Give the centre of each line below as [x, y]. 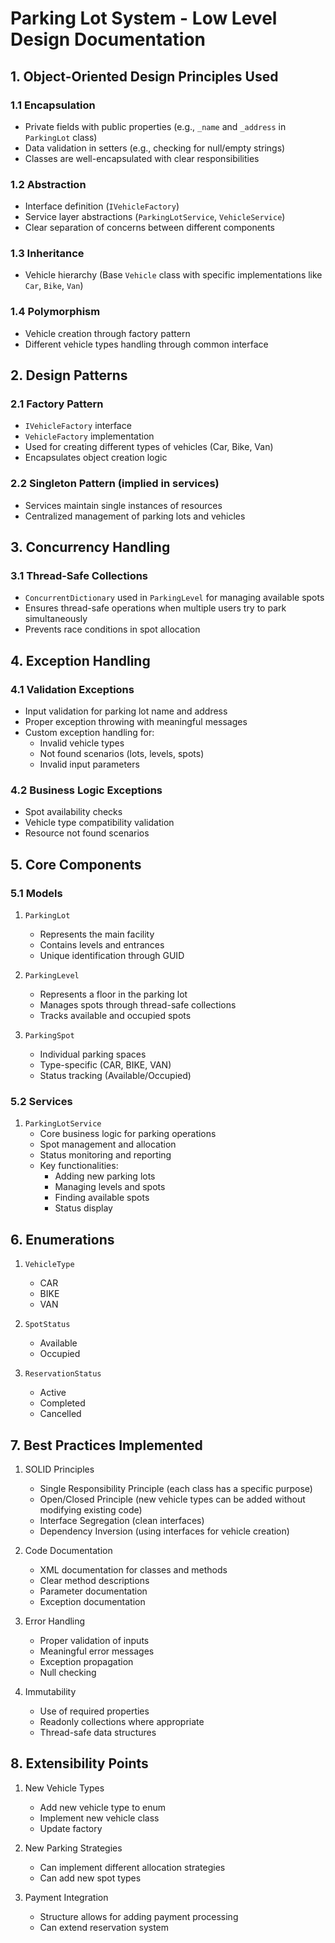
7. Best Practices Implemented [106, 1445]
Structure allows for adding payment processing [139, 1916]
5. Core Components [76, 864]
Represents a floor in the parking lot [113, 994]
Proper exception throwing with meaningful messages [136, 722]
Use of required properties [94, 1711]
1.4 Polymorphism [55, 312]
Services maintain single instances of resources [123, 505]
